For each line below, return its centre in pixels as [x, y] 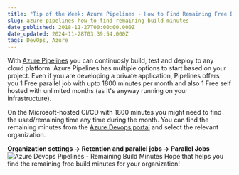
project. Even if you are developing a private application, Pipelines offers [113, 76]
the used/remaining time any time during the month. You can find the [108, 120]
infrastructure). [30, 99]
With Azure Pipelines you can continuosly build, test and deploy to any [111, 60]
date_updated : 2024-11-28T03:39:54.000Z [68, 34]
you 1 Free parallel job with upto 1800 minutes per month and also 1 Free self [119, 83]
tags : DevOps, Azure [38, 41]
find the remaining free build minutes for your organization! [94, 164]
